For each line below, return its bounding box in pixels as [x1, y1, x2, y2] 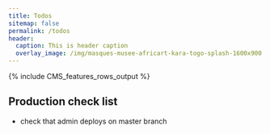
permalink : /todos [8, 27, 70, 35]
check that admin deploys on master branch [19, 116, 167, 126]
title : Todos [8, 11, 53, 20]
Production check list [8, 94, 118, 109]
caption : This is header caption [15, 42, 129, 50]
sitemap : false [8, 19, 60, 27]
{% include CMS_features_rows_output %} [8, 72, 150, 81]
